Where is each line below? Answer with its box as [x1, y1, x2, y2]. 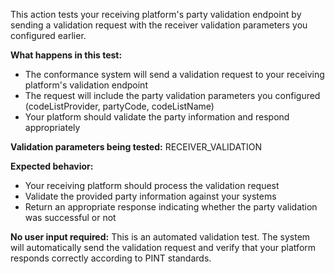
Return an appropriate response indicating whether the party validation [24, 201, 318, 213]
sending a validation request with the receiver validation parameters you [10, 19, 308, 31]
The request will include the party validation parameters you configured [24, 90, 321, 101]
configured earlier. [10, 30, 87, 41]
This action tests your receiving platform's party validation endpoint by [10, 9, 302, 20]
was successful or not [24, 212, 117, 223]
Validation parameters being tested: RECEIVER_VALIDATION [10, 141, 263, 153]
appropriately [24, 122, 81, 133]
